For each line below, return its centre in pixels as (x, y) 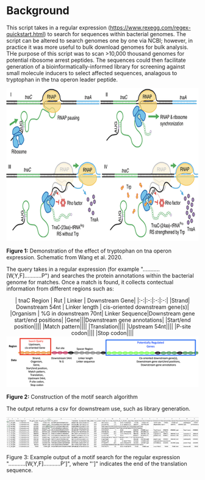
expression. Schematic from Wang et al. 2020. (65, 257)
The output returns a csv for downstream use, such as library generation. (98, 408)
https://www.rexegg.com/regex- (150, 28)
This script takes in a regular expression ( (58, 28)
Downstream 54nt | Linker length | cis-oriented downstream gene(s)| (103, 307)
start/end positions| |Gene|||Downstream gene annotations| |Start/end (103, 320)
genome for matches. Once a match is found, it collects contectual (90, 282)
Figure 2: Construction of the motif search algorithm (72, 397)
